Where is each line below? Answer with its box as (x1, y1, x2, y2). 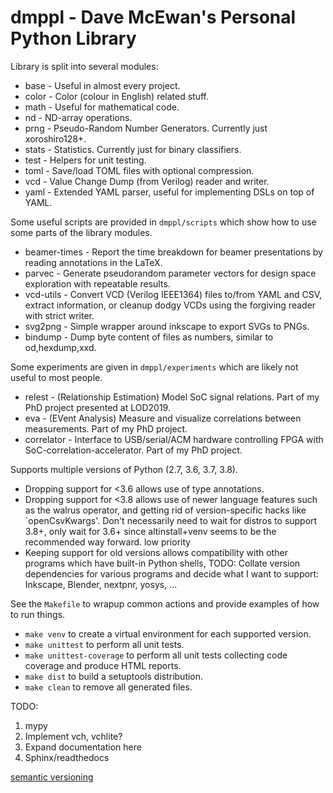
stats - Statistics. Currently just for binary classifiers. (24, 143, 242, 155)
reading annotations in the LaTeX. (24, 256, 163, 268)
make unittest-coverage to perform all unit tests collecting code (24, 649, 288, 661)
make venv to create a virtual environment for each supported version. (24, 627, 312, 640)
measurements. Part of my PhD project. (24, 422, 188, 435)
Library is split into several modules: (10, 60, 159, 72)
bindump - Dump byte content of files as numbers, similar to (24, 331, 274, 343)
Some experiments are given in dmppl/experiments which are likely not (10, 361, 299, 373)
